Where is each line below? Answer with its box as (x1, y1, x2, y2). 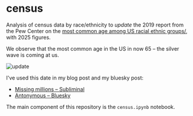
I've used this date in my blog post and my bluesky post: (6, 74, 144, 81)
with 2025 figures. (6, 34, 51, 41)
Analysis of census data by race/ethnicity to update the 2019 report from (6, 21, 184, 28)
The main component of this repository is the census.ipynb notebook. (6, 103, 176, 110)
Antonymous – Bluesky (14, 92, 71, 99)
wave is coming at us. (6, 51, 59, 58)
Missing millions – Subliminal (14, 85, 85, 92)
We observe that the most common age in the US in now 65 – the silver (6, 45, 179, 52)
